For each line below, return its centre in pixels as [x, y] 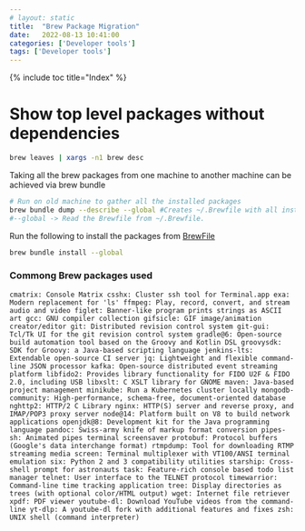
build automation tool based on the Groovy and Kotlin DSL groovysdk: [146, 342]
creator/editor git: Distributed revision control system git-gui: [140, 326]
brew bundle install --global [67, 252]
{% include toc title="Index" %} [68, 77]
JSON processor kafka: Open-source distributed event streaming [154, 366]
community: [30, 398]
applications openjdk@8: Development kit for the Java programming [140, 422]
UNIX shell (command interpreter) [75, 517]
